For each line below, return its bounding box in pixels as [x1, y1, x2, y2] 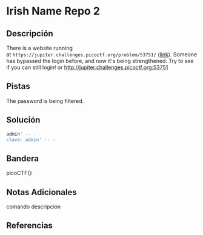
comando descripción [6, 203, 61, 210]
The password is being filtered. [6, 97, 84, 104]
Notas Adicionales [6, 187, 77, 197]
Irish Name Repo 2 [6, 4, 100, 18]
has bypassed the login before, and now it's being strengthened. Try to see [6, 58, 194, 64]
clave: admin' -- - [6, 136, 56, 143]
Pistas [6, 81, 30, 91]
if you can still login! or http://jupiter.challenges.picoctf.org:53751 [6, 64, 168, 71]
